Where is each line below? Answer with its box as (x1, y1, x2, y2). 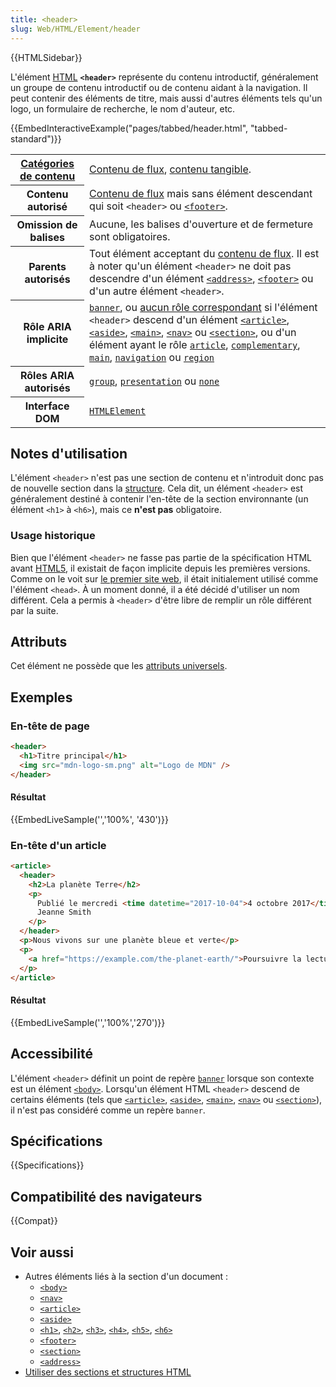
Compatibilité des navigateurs (10, 1188, 203, 1205)
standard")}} (10, 132, 62, 145)
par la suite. (10, 604, 59, 616)
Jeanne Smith (36, 907, 92, 918)
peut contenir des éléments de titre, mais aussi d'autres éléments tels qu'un (10, 92, 323, 104)
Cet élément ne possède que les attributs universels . (10, 660, 228, 672)
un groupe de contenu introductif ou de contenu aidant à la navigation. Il (10, 81, 308, 93)
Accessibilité (10, 1046, 93, 1063)
